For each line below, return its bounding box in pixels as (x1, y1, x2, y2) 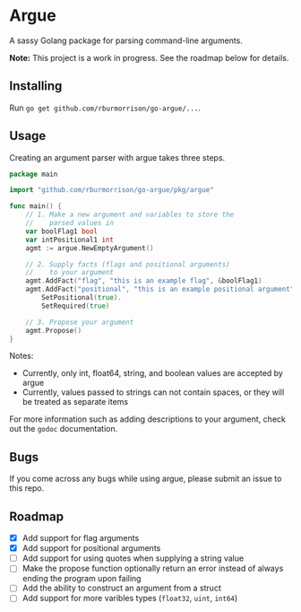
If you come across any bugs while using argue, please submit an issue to (9, 473, 282, 485)
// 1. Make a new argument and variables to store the (25, 210, 235, 220)
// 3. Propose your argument (25, 318, 134, 327)
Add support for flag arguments (21, 533, 140, 544)
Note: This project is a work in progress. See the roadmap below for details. (9, 52, 289, 63)
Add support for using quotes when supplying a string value (21, 553, 245, 564)
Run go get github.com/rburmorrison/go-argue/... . (9, 102, 202, 113)
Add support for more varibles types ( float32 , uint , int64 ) (21, 593, 238, 604)
